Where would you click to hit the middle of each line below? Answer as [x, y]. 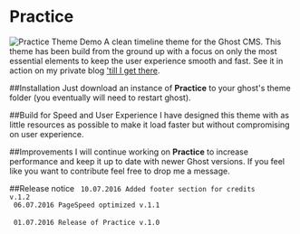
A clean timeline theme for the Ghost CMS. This [193, 42]
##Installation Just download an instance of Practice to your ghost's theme [150, 88]
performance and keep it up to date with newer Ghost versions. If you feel [147, 161]
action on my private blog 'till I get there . [85, 70]
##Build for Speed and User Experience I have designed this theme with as [150, 115]
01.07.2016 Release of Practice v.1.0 [87, 222]
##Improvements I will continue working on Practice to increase [129, 152]
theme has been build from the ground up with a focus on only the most [144, 51]
